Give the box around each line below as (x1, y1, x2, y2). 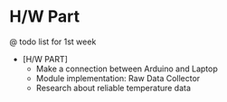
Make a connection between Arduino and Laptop (35, 63, 219, 74)
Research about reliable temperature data (35, 82, 192, 93)
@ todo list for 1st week (9, 36, 97, 47)
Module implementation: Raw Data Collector (35, 72, 201, 83)
